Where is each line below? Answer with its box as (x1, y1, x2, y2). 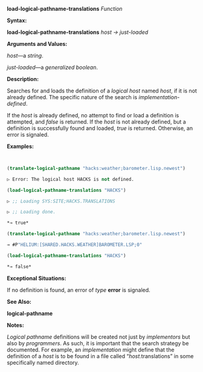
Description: (7, 76, 39, 82)
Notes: (7, 321, 25, 328)
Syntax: (7, 17, 27, 24)
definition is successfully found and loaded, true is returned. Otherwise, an (7, 125, 193, 132)
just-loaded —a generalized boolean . (7, 64, 98, 71)
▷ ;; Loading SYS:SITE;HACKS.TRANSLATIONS (7, 198, 115, 204)
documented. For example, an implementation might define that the (7, 346, 175, 353)
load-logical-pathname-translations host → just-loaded (7, 28, 149, 36)
